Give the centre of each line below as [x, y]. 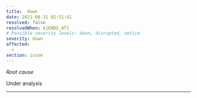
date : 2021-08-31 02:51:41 [39, 17]
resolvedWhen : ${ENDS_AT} [38, 28]
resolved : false [26, 22]
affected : [18, 45]
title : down [22, 11]
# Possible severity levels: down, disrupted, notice [73, 33]
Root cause [20, 72]
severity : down [25, 39]
